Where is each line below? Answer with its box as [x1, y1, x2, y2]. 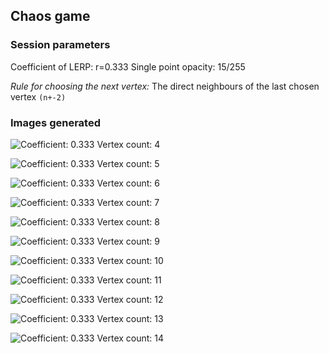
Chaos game [10, 8, 91, 25]
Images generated [10, 115, 101, 129]
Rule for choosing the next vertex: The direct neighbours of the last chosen [10, 80, 320, 92]
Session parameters [10, 38, 111, 52]
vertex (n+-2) [10, 90, 67, 103]
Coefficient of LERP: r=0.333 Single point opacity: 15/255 [10, 60, 246, 73]
